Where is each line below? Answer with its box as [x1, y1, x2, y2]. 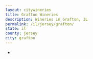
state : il [5, 26, 27, 31]
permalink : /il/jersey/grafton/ [5, 21, 74, 27]
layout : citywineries [5, 7, 52, 13]
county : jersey [5, 31, 38, 36]
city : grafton [5, 36, 36, 41]
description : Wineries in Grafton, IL [5, 17, 88, 22]
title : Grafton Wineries [5, 12, 58, 17]
